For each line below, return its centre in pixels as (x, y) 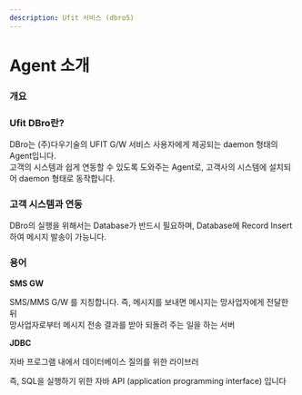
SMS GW (26, 283)
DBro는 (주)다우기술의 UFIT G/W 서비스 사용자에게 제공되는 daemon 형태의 (144, 144)
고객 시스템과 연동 (46, 203)
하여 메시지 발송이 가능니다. (58, 237)
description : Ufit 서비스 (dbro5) (72, 18)
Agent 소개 (50, 65)
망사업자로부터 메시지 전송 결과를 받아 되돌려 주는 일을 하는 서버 (122, 324)
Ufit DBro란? (37, 123)
